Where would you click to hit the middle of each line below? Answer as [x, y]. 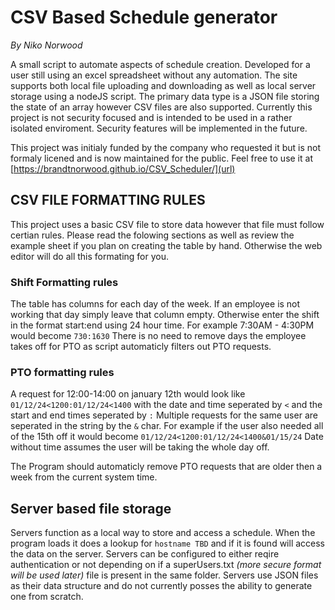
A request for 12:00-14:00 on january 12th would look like [128, 394]
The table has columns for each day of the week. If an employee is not [155, 304]
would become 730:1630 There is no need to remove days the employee [158, 336]
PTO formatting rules [62, 372]
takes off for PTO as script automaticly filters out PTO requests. [141, 347]
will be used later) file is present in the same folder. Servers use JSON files [164, 575]
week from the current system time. [84, 477]
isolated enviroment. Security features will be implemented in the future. [159, 128]
